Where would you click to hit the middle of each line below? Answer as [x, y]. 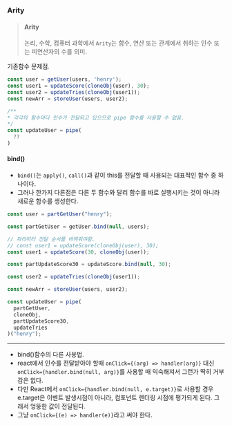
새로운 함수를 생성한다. [48, 201]
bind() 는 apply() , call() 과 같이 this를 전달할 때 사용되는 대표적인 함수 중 [117, 176]
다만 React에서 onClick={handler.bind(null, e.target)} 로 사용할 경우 [115, 389]
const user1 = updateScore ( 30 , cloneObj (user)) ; [78, 252]
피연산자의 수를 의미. [59, 52]
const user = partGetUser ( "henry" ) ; [60, 214]
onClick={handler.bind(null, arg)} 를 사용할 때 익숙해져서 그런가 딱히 [114, 372]
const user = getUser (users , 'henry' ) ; [65, 79]
